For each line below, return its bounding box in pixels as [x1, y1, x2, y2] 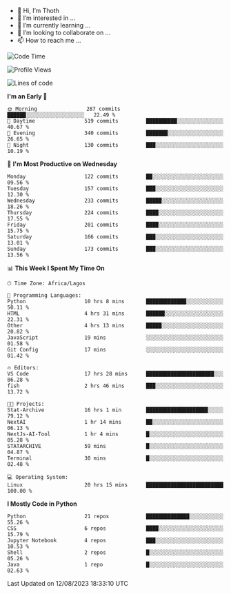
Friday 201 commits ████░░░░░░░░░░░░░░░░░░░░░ [7, 221, 224, 228]
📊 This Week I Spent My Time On [7, 264, 105, 272]
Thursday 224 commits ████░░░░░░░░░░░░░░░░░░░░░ [7, 209, 224, 216]
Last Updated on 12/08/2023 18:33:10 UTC [7, 580, 129, 587]
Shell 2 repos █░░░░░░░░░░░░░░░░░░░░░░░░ [7, 549, 224, 556]
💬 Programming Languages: [7, 292, 81, 299]
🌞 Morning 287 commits [7, 105, 121, 112]
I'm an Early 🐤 [7, 92, 48, 100]
